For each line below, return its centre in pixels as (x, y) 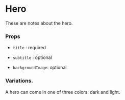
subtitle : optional (32, 57)
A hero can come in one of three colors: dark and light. (63, 92)
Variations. (19, 81)
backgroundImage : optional (40, 68)
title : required (29, 48)
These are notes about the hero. (39, 23)
